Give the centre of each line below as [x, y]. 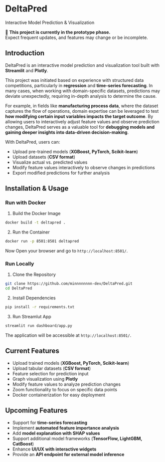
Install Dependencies [34, 298]
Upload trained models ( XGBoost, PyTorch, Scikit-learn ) [71, 363]
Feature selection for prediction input [50, 373]
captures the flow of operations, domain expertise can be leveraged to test [82, 111]
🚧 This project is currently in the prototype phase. [58, 32]
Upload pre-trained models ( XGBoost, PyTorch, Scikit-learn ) [75, 151]
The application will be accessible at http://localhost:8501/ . [68, 335]
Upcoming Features [36, 410]
